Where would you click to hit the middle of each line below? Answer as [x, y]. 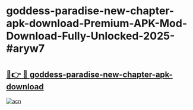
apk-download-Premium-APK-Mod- [97, 23]
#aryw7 [26, 49]
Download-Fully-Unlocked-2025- [91, 36]
